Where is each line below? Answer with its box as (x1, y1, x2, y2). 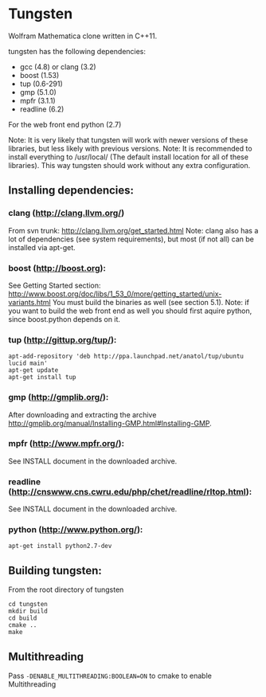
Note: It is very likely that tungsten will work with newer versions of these (8, 135, 248, 144)
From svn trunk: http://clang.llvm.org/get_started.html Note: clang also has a (8, 225, 259, 235)
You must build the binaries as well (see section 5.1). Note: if (52, 297, 249, 307)
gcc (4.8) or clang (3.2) (19, 61, 97, 72)
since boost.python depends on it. (8, 314, 121, 323)
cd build (8, 614, 37, 622)
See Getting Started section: (8, 280, 101, 290)
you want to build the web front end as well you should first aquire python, (8, 306, 252, 315)
